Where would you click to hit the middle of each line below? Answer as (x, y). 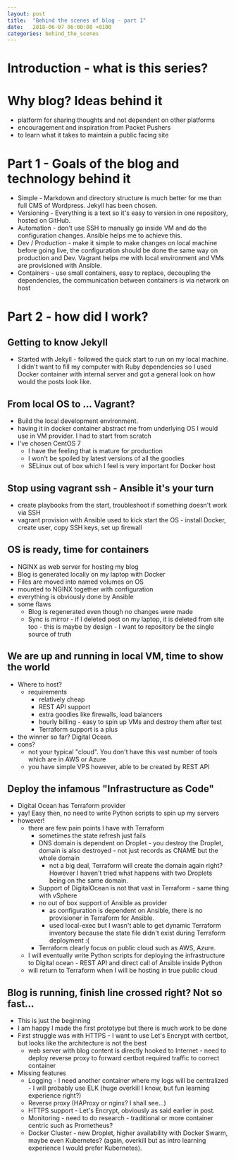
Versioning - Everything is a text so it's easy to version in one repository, (123, 213)
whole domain (59, 858)
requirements (47, 692)
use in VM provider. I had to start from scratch (84, 436)
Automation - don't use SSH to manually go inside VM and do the (112, 228)
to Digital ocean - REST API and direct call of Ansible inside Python (125, 963)
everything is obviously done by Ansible (75, 596)
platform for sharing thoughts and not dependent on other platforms (116, 120)
